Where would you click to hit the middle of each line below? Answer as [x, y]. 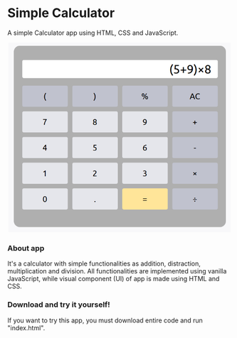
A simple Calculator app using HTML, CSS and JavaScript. [93, 33]
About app [26, 248]
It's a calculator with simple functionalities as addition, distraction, [104, 263]
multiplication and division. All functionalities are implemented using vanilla [117, 271]
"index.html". [26, 327]
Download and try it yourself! [59, 305]
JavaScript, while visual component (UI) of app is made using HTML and [114, 279]
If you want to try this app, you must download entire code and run [105, 320]
